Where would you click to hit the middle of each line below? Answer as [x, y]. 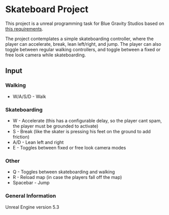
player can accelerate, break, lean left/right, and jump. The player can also [83, 44]
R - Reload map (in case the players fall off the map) [67, 177]
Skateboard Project [47, 9]
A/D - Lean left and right [38, 142]
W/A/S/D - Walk [29, 96]
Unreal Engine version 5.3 [32, 207]
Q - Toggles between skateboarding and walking [64, 172]
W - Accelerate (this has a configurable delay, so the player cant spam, [87, 120]
